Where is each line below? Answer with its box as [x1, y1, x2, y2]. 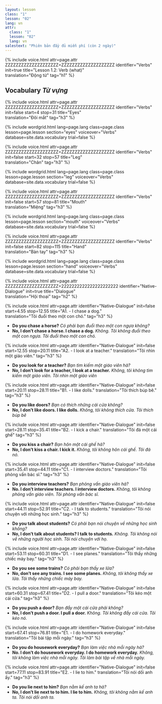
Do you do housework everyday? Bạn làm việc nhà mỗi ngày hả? [12, 645, 145, 650]
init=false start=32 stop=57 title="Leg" [5, 154, 82, 160]
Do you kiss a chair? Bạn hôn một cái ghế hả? [12, 442, 105, 447]
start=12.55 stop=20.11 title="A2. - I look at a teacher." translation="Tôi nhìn [5, 348, 155, 353]
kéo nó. [12, 615, 28, 621]
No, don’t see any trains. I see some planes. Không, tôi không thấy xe [12, 571, 153, 576]
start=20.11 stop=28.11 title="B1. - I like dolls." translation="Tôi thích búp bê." [5, 388, 157, 393]
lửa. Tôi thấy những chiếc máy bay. [12, 575, 83, 582]
